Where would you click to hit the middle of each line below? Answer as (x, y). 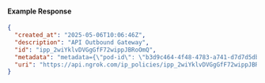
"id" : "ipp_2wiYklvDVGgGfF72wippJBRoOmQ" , (85, 50)
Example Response (40, 11)
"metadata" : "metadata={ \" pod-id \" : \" (80, 57)
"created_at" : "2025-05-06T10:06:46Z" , (80, 36)
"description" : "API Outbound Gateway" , (82, 42)
